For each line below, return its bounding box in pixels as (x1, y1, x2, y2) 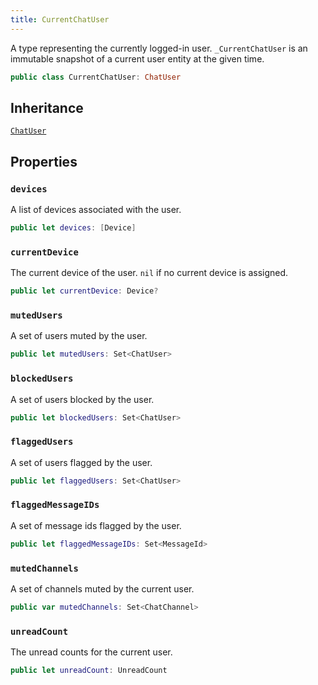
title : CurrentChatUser (10, 14, 110, 25)
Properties (10, 153, 78, 170)
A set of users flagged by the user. (10, 456, 153, 468)
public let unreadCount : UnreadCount (10, 666, 168, 676)
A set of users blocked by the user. (10, 393, 155, 405)
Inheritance (10, 99, 84, 116)
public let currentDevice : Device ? (10, 286, 159, 296)
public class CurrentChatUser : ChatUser (10, 72, 182, 82)
